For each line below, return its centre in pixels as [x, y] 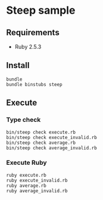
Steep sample [41, 10]
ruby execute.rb [26, 175]
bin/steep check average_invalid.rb [51, 148]
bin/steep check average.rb [41, 143]
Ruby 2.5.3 [28, 47]
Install [18, 65]
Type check [24, 120]
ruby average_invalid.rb [37, 191]
